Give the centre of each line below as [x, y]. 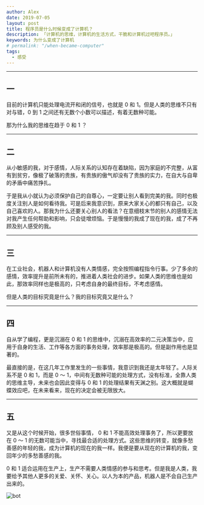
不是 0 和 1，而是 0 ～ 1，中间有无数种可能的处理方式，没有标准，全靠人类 [104, 375]
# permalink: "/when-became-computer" [55, 46]
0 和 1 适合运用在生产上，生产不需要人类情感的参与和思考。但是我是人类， [99, 468]
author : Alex [23, 12]
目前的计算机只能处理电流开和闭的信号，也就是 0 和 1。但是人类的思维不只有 [102, 105]
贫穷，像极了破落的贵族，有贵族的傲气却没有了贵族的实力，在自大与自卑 [107, 175]
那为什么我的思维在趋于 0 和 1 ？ [47, 125]
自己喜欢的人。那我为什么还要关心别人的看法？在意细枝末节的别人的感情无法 [102, 211]
